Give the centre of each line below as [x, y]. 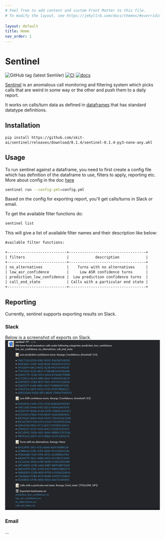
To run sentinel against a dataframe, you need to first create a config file [78, 169]
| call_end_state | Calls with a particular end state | [77, 282]
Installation [23, 126]
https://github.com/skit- [58, 137]
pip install [17, 137]
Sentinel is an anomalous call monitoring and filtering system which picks [79, 84]
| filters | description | [77, 257]
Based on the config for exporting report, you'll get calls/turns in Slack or [79, 199]
